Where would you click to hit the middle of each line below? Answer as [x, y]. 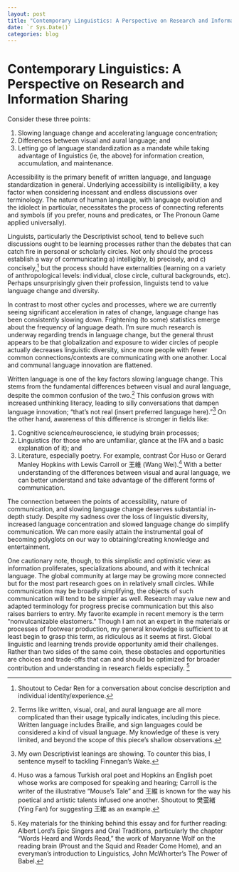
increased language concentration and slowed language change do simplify [118, 524]
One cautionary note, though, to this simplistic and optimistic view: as [109, 560]
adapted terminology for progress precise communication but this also [111, 606]
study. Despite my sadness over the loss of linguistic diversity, [117, 516]
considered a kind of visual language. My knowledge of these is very [118, 732]
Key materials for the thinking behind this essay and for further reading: [122, 824]
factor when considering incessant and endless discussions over [102, 193]
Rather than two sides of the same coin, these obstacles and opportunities [116, 651]
